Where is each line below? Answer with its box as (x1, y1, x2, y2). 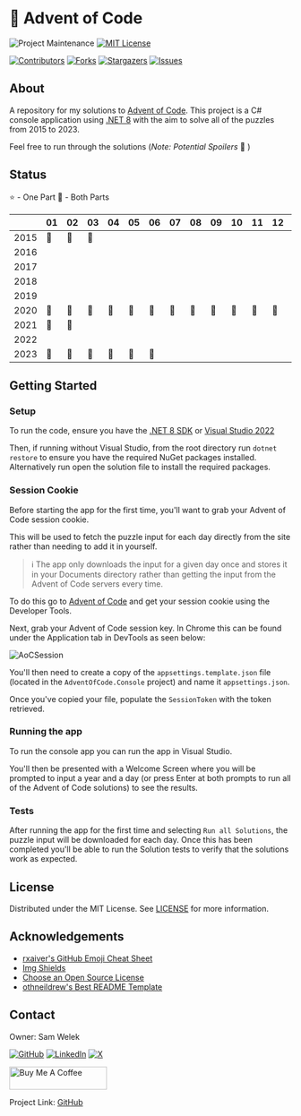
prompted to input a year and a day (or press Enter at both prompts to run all (9, 772, 291, 783)
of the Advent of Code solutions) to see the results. (9, 782, 199, 793)
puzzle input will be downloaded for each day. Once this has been (9, 835, 254, 846)
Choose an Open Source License (21, 972, 145, 983)
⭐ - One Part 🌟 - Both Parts (9, 192, 110, 202)
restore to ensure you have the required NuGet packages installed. (9, 452, 257, 463)
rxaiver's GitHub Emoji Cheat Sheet (21, 953, 153, 964)
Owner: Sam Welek (9, 1031, 81, 1042)
